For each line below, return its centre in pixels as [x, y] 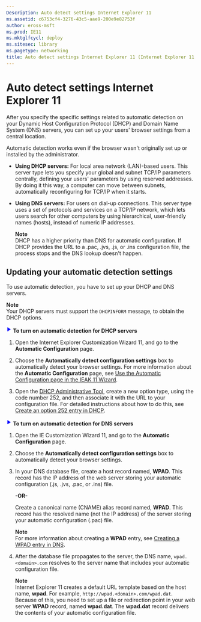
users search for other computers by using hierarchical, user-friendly [100, 216]
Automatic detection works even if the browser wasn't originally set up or [97, 148]
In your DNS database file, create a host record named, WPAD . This [99, 471]
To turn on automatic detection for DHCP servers [75, 330]
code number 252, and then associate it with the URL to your [90, 398]
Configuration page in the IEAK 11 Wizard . [66, 380]
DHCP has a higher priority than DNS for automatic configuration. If [98, 240]
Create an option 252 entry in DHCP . [60, 410]
